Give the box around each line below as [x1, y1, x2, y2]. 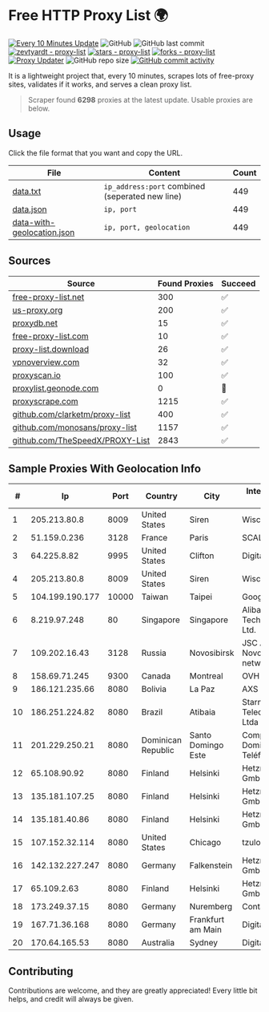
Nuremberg [189, 901, 233, 913]
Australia [141, 937, 175, 949]
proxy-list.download [12, 343, 90, 354]
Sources [8, 254, 51, 268]
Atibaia [189, 706, 216, 718]
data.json [12, 204, 47, 215]
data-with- [12, 217, 56, 228]
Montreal [189, 670, 223, 682]
